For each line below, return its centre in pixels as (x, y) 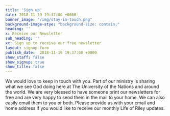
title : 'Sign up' (24, 10)
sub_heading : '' (22, 39)
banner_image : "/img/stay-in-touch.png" (49, 19)
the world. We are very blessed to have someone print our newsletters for (83, 92)
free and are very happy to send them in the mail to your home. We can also (85, 98)
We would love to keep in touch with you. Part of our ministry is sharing (80, 81)
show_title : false (25, 67)
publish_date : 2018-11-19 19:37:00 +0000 (51, 52)
